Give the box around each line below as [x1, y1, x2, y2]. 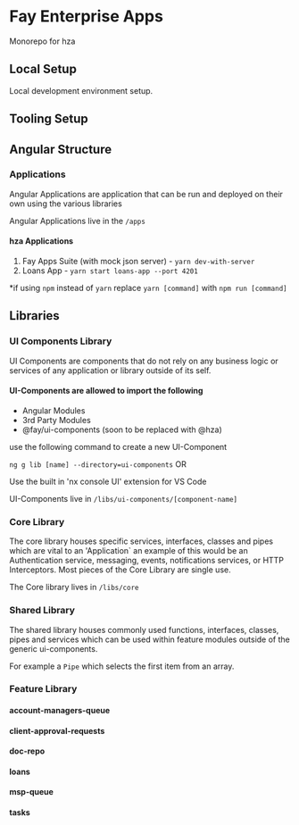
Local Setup [9, 62, 78, 77]
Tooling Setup [9, 112, 89, 127]
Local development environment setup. [9, 85, 154, 96]
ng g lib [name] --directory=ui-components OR [9, 458, 187, 470]
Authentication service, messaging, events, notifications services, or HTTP [9, 555, 284, 566]
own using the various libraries [9, 198, 122, 209]
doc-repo [9, 746, 46, 756]
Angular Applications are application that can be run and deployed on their [9, 188, 284, 199]
